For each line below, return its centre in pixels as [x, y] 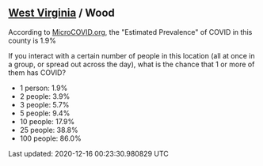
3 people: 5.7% [44, 104]
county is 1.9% [32, 40]
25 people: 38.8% [49, 130]
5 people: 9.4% [45, 113]
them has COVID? [37, 72]
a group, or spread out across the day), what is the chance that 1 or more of [131, 64]
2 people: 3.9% [45, 96]
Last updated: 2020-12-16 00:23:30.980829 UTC [88, 153]
